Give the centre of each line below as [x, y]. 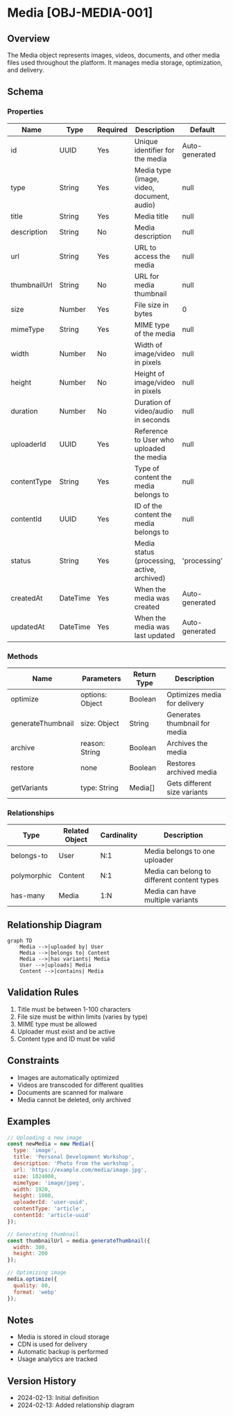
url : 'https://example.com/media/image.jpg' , [80, 1170]
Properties [25, 111]
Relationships [31, 813]
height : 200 [31, 1254]
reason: [93, 743]
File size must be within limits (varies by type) [82, 1017]
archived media [192, 772]
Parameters [102, 678]
